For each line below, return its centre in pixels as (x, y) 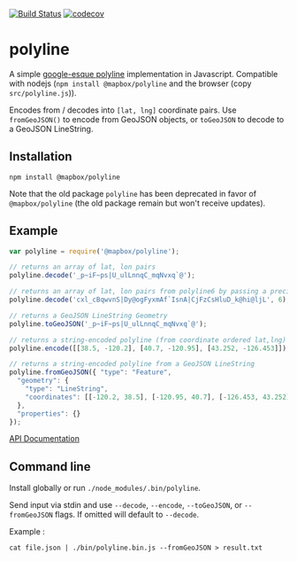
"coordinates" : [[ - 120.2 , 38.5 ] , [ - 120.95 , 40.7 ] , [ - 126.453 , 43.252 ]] (160, 397)
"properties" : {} (49, 413)
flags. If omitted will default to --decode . (127, 515)
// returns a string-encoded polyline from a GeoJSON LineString (132, 364)
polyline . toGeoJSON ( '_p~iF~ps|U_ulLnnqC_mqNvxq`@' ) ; (108, 323)
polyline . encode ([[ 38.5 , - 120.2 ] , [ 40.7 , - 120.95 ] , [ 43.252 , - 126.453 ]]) (148, 348)
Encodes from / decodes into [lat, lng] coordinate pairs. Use (123, 110)
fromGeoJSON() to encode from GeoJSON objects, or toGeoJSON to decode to (147, 119)
